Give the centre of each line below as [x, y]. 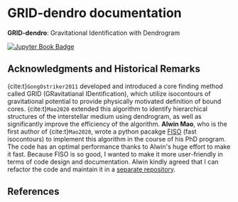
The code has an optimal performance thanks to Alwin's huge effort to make [119, 147]
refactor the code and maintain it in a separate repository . [92, 169]
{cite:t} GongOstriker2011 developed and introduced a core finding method [115, 86]
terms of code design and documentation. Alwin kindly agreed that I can [113, 161]
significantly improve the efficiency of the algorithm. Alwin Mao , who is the [117, 124]
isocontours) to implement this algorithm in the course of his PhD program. [117, 139]
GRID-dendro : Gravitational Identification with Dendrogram [93, 33]
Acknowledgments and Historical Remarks [104, 69]
